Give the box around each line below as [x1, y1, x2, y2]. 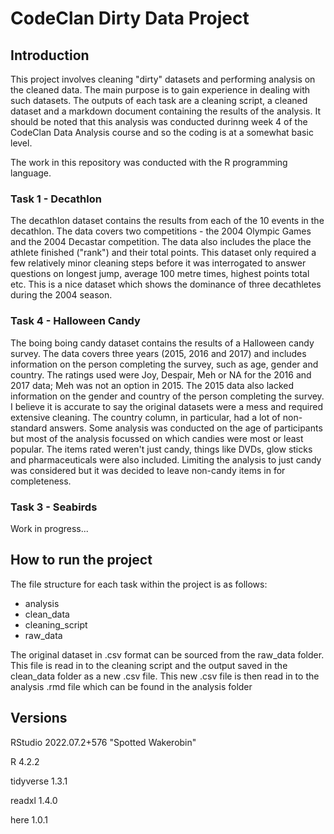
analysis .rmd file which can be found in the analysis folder [10, 680, 253, 692]
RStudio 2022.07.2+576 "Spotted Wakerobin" [10, 736, 197, 748]
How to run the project [10, 552, 153, 569]
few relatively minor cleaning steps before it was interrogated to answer [10, 257, 307, 269]
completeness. [10, 475, 72, 487]
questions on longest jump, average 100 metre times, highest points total [10, 268, 310, 280]
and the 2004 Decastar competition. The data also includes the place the [10, 236, 312, 248]
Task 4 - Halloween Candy [10, 314, 141, 328]
